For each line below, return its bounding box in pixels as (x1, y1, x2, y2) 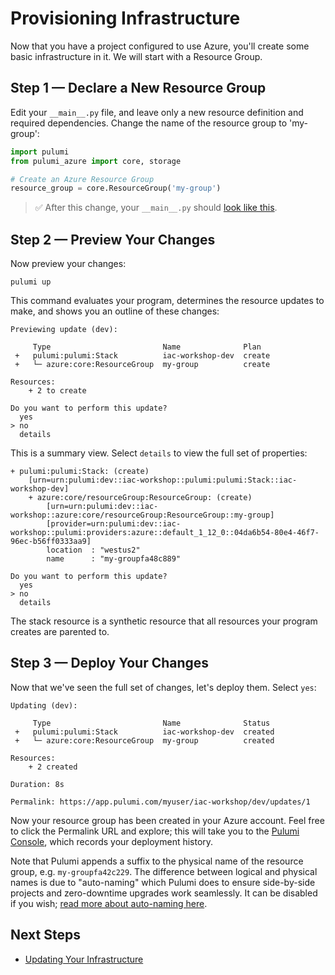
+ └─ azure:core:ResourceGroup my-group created (14, 735, 275, 746)
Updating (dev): (10, 700, 78, 711)
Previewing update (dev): (10, 325, 118, 335)
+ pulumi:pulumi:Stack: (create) (10, 467, 150, 477)
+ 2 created (28, 762, 78, 772)
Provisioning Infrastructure (10, 7, 241, 30)
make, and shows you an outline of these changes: (10, 305, 220, 317)
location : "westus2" (46, 545, 141, 556)
